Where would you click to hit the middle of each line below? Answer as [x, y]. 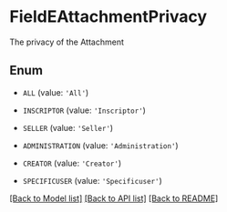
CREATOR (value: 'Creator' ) [72, 163]
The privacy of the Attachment [67, 42]
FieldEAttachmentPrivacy [108, 17]
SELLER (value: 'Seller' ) [68, 127]
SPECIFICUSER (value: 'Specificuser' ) [92, 180]
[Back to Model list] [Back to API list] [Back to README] [114, 198]
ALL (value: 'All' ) [56, 92]
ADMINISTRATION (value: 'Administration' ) [101, 145]
